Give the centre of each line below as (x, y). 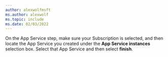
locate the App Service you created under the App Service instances (78, 44)
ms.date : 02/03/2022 (27, 24)
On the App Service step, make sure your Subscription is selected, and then (84, 38)
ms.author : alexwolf (27, 15)
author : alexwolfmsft (28, 10)
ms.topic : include (25, 19)
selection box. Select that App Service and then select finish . (69, 49)
